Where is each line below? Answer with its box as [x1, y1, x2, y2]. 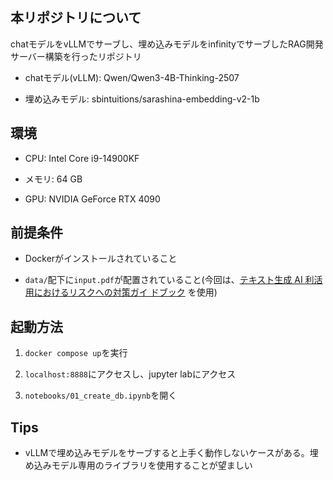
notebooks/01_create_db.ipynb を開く [24, 389, 178, 402]
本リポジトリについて [10, 9, 142, 27]
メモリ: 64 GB [24, 173, 83, 185]
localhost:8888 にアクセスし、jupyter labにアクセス [24, 368, 237, 380]
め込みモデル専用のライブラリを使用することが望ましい [24, 459, 253, 472]
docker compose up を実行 [24, 347, 128, 359]
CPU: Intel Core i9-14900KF [24, 152, 140, 164]
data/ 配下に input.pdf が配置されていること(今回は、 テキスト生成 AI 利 [24, 274, 315, 286]
